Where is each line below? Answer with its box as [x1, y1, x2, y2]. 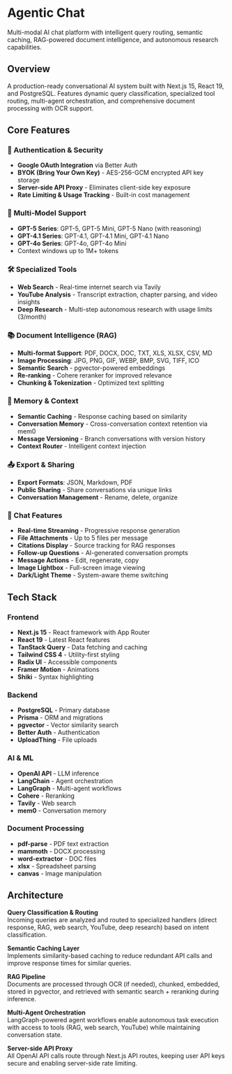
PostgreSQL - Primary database [17, 706, 110, 715]
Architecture [7, 889, 64, 901]
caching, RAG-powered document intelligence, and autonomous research [7, 35, 219, 43]
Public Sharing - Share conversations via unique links [17, 485, 173, 494]
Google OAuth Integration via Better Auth [17, 161, 138, 169]
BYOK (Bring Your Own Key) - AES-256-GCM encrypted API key [17, 169, 204, 177]
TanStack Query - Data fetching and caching [17, 643, 148, 651]
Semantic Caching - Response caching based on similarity [17, 412, 187, 420]
